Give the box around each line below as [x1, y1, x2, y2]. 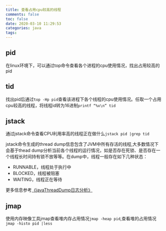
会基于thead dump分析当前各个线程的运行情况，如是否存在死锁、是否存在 [5, 147, 157, 154]
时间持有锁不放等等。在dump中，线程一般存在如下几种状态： [22, 154, 148, 160]
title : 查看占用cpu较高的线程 [5, 7, 61, 12]
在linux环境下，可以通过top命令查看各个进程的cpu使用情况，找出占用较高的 [5, 62, 160, 68]
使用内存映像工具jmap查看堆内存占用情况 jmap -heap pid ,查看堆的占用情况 [5, 216, 157, 222]
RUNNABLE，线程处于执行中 [12, 164, 71, 170]
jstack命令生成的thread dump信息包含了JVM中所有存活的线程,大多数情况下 [5, 141, 159, 147]
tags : [5, 30, 17, 35]
